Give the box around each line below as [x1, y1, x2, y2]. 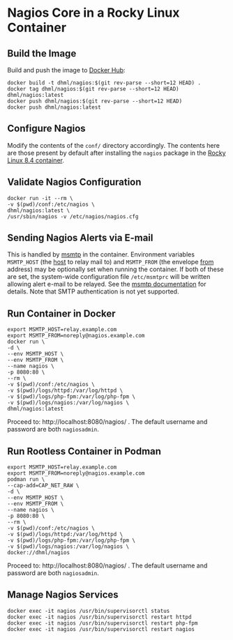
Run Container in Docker [7, 307, 116, 319]
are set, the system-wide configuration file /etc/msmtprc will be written [7, 273, 211, 281]
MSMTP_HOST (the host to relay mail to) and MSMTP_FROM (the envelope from [7, 258, 214, 266]
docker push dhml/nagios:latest [7, 104, 101, 111]
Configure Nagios [7, 123, 86, 135]
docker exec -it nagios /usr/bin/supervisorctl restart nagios [7, 625, 195, 632]
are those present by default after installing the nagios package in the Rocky [7, 148, 226, 157]
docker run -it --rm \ [7, 195, 73, 201]
